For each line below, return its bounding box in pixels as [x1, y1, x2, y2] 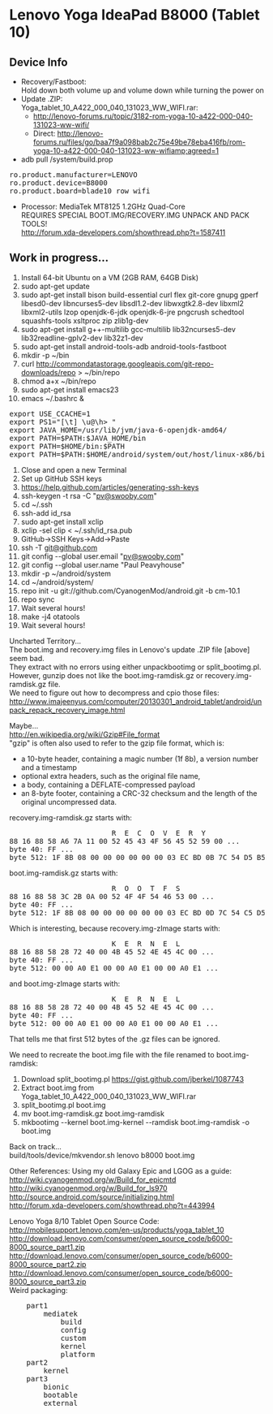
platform [60, 1350, 96, 1359]
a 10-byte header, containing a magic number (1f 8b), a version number [20, 754, 258, 763]
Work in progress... [9, 251, 109, 265]
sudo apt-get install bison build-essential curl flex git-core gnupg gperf [20, 290, 258, 300]
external [43, 1399, 78, 1408]
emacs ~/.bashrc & [20, 393, 84, 403]
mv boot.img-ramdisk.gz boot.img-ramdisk [20, 1109, 165, 1118]
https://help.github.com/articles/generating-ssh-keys [20, 482, 199, 492]
